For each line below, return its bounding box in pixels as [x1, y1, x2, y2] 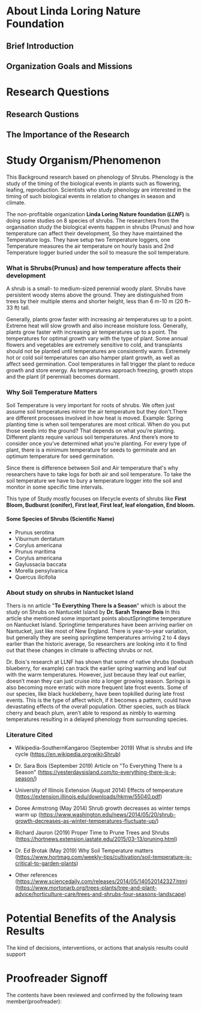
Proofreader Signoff [6, 971, 108, 985]
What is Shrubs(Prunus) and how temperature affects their [6, 264, 181, 272]
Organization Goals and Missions [6, 61, 133, 71]
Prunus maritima [14, 548, 56, 555]
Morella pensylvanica [14, 567, 68, 574]
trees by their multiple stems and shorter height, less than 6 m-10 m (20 [6, 298, 184, 305]
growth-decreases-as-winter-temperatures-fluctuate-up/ [14, 818, 157, 825]
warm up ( [14, 811, 41, 818]
